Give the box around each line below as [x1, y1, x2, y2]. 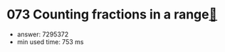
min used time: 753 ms [16, 37, 84, 46]
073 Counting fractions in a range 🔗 [6, 6, 218, 23]
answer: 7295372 [16, 30, 69, 38]
